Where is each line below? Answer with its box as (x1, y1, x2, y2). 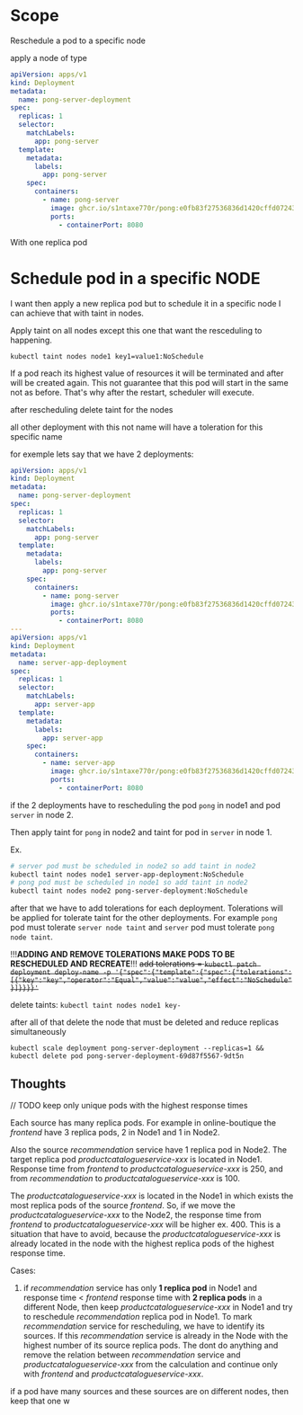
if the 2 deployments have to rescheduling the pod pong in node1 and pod (10, 799, 281, 810)
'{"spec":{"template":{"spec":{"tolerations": (114, 968, 293, 977)
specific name (10, 431, 63, 441)
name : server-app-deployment (18, 658, 128, 667)
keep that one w (10, 1395, 70, 1406)
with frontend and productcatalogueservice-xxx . (22, 1368, 204, 1379)
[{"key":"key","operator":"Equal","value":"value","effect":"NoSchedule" (10, 976, 293, 985)
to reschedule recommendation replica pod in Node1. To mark (22, 1311, 253, 1322)
